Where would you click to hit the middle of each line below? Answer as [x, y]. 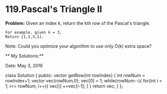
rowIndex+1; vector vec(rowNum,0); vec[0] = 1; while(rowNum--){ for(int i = [84, 80]
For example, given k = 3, [34, 32]
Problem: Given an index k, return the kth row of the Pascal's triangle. [78, 23]
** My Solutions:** [24, 56]
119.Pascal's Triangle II [54, 9]
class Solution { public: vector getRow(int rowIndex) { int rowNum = [75, 75]
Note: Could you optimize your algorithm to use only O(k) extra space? [79, 46]
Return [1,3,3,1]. [24, 37]
